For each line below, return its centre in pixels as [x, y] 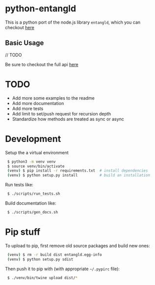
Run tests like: [19, 185]
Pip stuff [23, 232]
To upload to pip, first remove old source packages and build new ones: [78, 246]
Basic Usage [25, 43]
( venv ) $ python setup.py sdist [40, 259]
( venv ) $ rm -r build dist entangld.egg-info [54, 254]
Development [33, 139]
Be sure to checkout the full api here [42, 64]
